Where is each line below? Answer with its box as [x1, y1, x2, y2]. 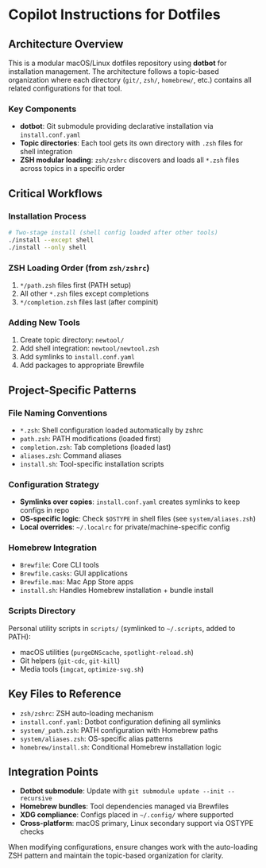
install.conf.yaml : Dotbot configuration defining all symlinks [19, 717, 221, 727]
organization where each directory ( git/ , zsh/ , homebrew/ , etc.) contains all [8, 76, 252, 84]
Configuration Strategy [8, 479, 99, 490]
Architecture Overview [8, 37, 124, 51]
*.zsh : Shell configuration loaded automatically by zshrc [19, 425, 204, 435]
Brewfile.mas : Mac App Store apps [19, 577, 134, 587]
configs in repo [19, 506, 70, 515]
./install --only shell [8, 243, 87, 251]
